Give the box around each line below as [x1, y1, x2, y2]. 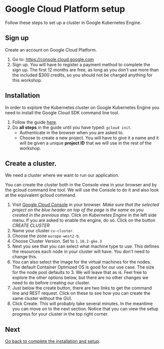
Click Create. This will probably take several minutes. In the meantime [12, 300, 153, 307]
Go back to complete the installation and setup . [5, 338, 100, 344]
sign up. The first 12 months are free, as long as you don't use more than [12, 67, 159, 73]
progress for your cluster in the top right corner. [12, 311, 109, 317]
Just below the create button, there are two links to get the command [12, 285, 152, 291]
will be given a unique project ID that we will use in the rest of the [19, 140, 152, 146]
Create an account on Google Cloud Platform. [5, 47, 97, 52]
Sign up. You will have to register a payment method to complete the [12, 61, 150, 67]
